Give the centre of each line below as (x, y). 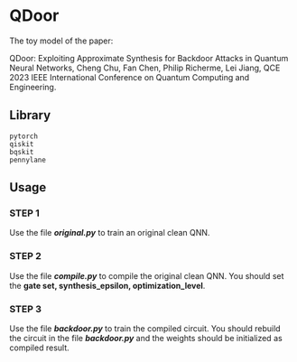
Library (30, 115)
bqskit (22, 152)
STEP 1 (24, 213)
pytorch (24, 136)
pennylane (28, 160)
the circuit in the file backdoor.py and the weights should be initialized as (146, 339)
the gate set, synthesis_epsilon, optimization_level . (107, 285)
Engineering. (33, 87)
